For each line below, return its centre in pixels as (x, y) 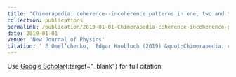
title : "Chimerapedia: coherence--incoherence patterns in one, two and (116, 14)
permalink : (23, 27)
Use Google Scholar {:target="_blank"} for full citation (84, 66)
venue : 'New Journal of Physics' (56, 40)
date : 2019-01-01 (33, 33)
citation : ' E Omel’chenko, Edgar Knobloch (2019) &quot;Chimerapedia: (116, 46)
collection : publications (45, 20)
